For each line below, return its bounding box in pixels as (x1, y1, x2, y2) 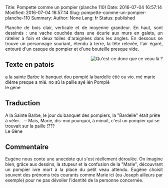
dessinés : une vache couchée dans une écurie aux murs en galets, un (5, 30, 163, 36)
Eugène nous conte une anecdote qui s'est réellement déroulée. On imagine (5, 156, 163, 162)
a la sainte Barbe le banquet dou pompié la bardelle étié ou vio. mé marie (5, 74, 156, 80)
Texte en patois (5, 60, 54, 69)
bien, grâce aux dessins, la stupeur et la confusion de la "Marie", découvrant (5, 161, 163, 167)
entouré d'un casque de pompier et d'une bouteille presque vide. (5, 46, 139, 52)
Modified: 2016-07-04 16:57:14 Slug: (5, 10, 80, 16)
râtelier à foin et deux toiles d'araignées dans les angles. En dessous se (5, 35, 163, 41)
